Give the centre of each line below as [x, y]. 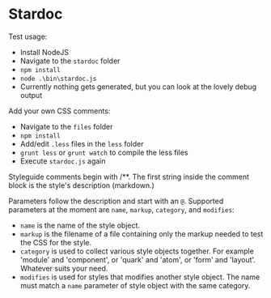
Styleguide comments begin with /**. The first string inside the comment [129, 177]
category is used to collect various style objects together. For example [137, 251]
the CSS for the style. [55, 242]
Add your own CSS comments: [59, 111]
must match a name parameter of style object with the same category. [135, 285]
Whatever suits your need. [64, 268]
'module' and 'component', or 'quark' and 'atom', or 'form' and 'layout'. [138, 259]
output [31, 95]
